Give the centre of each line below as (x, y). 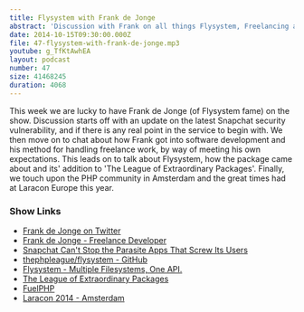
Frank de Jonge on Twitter (71, 231)
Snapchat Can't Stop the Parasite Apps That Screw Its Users (135, 250)
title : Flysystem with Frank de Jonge (82, 18)
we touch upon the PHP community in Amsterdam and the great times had (148, 178)
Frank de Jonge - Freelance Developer (95, 240)
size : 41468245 (38, 77)
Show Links (35, 211)
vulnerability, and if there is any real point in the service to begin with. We (146, 130)
